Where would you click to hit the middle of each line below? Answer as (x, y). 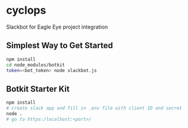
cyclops (26, 10)
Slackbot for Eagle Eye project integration (57, 27)
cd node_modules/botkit (36, 65)
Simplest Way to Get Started (59, 46)
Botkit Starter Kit (38, 89)
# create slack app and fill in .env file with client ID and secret (94, 108)
